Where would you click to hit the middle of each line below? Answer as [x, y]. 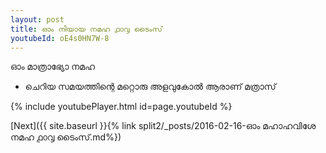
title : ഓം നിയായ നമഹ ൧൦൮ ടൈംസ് [86, 29]
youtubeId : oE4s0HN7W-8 [60, 38]
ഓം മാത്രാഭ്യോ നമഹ [53, 67]
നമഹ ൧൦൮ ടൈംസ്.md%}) [66, 137]
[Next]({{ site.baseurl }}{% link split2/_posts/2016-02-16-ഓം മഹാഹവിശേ [163, 126]
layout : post [37, 19]
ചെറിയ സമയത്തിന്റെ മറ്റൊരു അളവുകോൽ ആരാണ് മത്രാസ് [150, 87]
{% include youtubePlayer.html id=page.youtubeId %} [121, 107]
